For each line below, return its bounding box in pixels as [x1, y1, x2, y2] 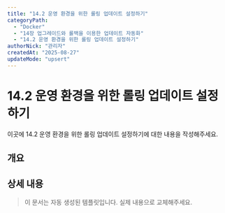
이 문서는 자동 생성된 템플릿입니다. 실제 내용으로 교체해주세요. [24, 198, 193, 206]
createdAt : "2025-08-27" [7, 50, 80, 57]
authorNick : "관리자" [7, 43, 66, 50]
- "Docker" [13, 23, 45, 30]
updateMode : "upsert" [7, 56, 71, 63]
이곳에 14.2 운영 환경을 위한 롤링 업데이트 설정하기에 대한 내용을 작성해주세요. [7, 130, 219, 138]
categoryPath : [7, 17, 49, 24]
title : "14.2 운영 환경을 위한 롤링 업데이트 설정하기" [7, 10, 149, 17]
